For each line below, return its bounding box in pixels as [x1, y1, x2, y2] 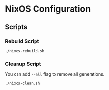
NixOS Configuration [5, 3, 91, 15]
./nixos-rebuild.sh [5, 48, 45, 53]
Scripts [5, 23, 28, 31]
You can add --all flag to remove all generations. [5, 71, 105, 77]
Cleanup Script [5, 60, 41, 67]
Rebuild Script [5, 38, 39, 45]
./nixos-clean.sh [5, 81, 40, 86]
